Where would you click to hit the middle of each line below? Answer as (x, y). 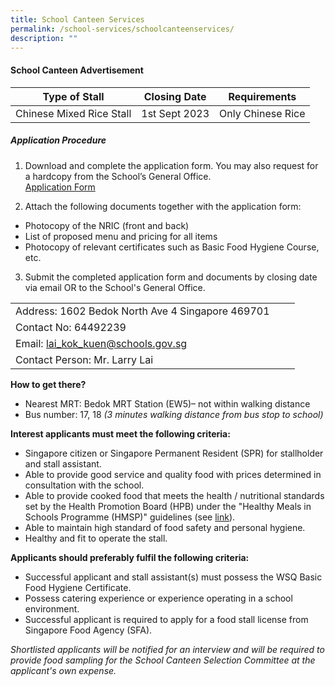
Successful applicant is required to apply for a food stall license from (166, 619)
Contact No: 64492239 (71, 327)
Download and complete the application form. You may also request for (171, 165)
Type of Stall (73, 96)
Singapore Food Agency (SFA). (88, 630)
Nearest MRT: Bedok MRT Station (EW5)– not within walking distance (167, 403)
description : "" (44, 38)
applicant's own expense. (63, 670)
